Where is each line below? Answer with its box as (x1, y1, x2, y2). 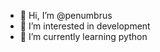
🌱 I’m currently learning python (19, 31, 148, 42)
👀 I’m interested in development (19, 20, 151, 32)
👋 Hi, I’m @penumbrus (19, 10, 113, 21)
